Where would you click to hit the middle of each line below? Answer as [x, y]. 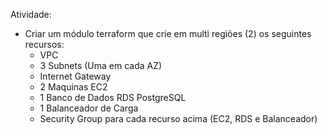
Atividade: [31, 14]
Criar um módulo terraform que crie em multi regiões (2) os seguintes [168, 33]
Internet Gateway [75, 76]
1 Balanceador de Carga [89, 108]
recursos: [44, 44]
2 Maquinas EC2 [73, 87]
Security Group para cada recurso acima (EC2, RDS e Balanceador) [178, 118]
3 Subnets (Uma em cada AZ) [101, 65]
